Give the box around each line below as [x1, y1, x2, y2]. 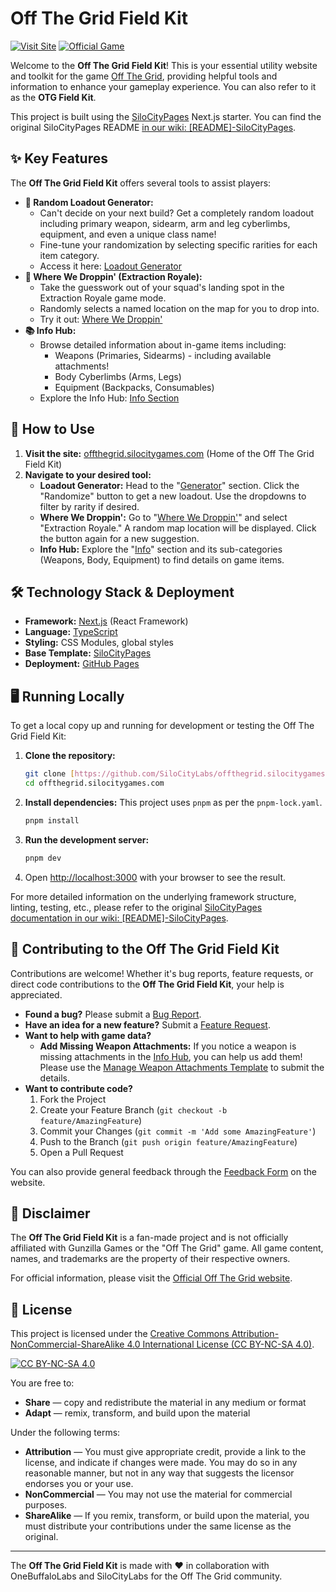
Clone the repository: [24, 750, 116, 762]
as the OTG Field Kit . [10, 91, 97, 103]
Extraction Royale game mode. [39, 292, 167, 304]
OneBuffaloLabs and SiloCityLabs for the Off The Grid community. [10, 1570, 283, 1582]
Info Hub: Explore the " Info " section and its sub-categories [39, 543, 283, 555]
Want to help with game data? [24, 1029, 152, 1041]
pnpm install [24, 815, 80, 826]
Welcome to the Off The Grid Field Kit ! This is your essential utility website [10, 59, 318, 71]
